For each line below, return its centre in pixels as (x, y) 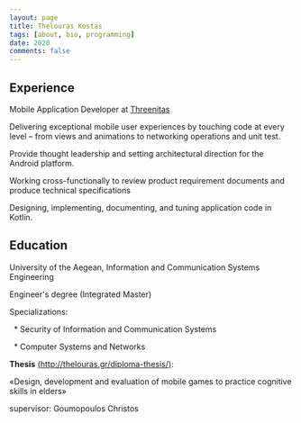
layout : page (34, 18)
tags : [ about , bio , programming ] (72, 34)
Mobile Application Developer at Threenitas (90, 109)
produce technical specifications (70, 190)
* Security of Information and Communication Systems (115, 328)
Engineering (32, 276)
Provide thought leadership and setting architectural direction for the (137, 153)
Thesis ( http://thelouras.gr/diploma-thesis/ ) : (91, 364)
